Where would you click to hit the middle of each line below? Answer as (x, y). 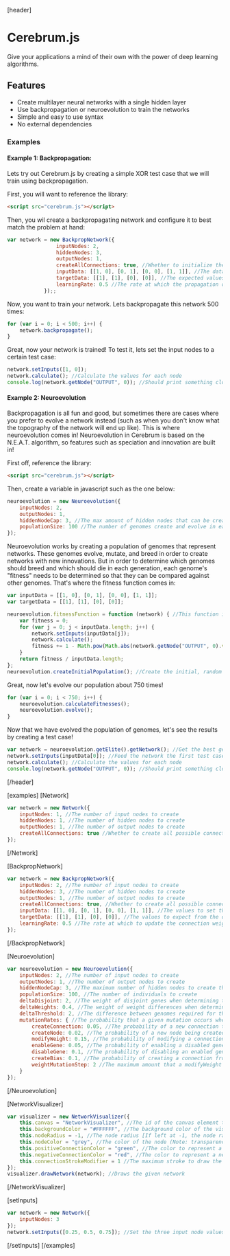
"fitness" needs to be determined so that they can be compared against (108, 576)
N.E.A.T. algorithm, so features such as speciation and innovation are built (111, 442)
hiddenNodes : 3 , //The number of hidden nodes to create (102, 891)
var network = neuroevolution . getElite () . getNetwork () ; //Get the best (111, 750)
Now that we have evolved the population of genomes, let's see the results (112, 730)
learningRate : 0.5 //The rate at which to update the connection (115, 923)
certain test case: (31, 357)
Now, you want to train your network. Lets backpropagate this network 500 (113, 304)
